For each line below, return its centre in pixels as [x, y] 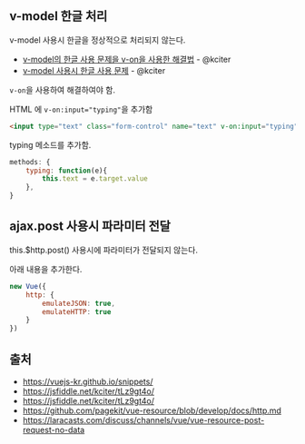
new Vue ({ [28, 286]
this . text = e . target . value [95, 179]
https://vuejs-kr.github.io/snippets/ [88, 381]
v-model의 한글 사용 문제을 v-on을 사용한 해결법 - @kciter [127, 59]
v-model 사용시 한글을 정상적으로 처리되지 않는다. [98, 40]
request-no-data [54, 429]
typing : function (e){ [66, 171]
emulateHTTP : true [77, 311]
